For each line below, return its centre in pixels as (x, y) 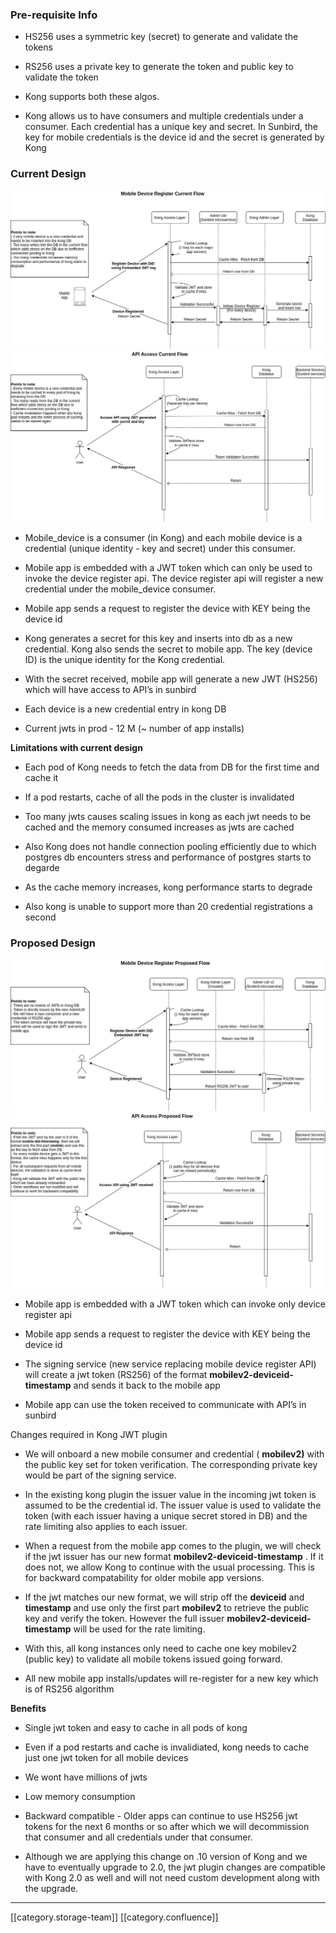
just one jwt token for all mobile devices (106, 1758)
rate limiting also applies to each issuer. (106, 1527)
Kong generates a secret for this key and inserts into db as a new (158, 639)
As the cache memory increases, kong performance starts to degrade (168, 887)
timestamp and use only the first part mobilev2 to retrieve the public (167, 1608)
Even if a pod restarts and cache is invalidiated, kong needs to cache (167, 1747)
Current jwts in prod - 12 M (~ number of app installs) (134, 729)
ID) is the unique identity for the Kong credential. (125, 660)
